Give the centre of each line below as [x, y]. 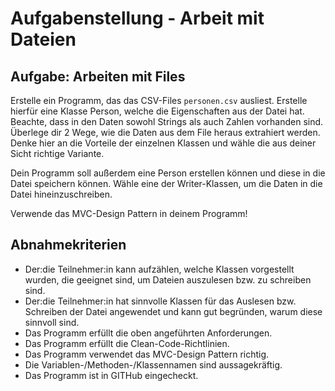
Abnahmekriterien [68, 245]
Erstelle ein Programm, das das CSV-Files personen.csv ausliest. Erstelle [159, 100]
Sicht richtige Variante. [57, 153]
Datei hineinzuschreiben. [61, 194]
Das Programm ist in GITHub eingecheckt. [111, 375]
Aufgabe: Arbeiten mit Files [98, 76]
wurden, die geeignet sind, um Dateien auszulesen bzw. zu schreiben [168, 279]
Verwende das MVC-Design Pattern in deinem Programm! [129, 213]
